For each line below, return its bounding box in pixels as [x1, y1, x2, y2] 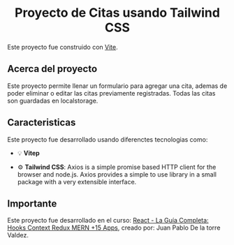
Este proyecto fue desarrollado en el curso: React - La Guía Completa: [7, 216, 209, 225]
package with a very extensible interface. [17, 177, 137, 186]
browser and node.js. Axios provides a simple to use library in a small [17, 170, 217, 179]
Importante [7, 198, 57, 209]
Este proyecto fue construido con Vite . [7, 43, 118, 51]
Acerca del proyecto [7, 63, 98, 75]
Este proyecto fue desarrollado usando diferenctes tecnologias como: [7, 135, 208, 144]
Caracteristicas [7, 117, 76, 128]
